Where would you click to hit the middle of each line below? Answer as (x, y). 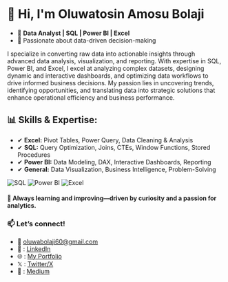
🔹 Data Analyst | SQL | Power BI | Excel (73, 33)
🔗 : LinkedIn (34, 249)
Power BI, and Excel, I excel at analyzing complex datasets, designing (106, 68)
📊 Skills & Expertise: (52, 120)
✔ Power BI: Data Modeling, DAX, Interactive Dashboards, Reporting (114, 162)
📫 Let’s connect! (36, 224)
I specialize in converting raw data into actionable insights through (101, 54)
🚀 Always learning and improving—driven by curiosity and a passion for (112, 198)
